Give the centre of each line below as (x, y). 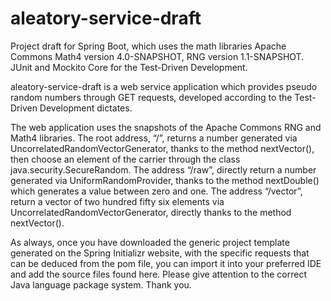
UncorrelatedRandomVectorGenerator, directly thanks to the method (151, 212)
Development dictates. (86, 108)
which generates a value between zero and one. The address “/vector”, (156, 191)
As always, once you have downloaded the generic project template (150, 242)
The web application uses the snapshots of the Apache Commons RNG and (166, 127)
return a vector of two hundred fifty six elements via (117, 201)
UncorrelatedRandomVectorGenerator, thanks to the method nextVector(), (162, 148)
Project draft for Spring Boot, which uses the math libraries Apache (148, 46)
